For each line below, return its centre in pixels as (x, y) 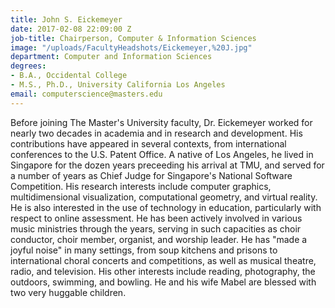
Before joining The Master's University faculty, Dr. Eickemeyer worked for (161, 122)
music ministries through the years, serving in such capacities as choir (156, 228)
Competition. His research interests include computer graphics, (141, 186)
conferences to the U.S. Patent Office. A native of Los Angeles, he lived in (162, 154)
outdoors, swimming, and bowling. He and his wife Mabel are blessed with (163, 282)
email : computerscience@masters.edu (86, 94)
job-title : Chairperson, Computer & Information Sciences (133, 38)
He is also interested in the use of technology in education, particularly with (166, 207)
